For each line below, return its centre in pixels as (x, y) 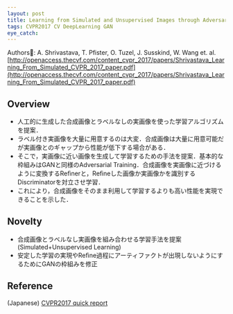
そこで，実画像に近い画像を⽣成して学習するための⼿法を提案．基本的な (120, 156)
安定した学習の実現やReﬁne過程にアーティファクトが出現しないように (117, 255)
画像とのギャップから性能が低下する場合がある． (100, 148)
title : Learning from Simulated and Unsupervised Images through (103, 20)
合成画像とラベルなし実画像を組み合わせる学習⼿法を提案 (99, 239)
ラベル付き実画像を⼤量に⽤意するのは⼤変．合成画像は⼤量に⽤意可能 (118, 139)
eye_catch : (23, 33)
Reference (30, 286)
